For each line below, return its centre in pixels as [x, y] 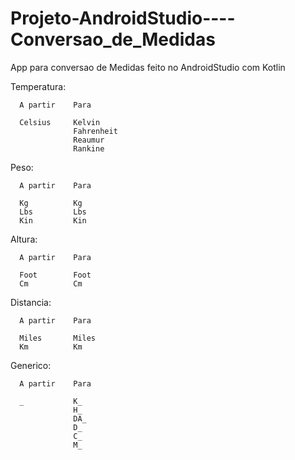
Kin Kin [53, 220]
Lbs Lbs [53, 212]
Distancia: [31, 302]
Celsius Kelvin [60, 122]
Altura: [24, 239]
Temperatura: [38, 86]
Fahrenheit [95, 131]
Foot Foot [55, 275]
